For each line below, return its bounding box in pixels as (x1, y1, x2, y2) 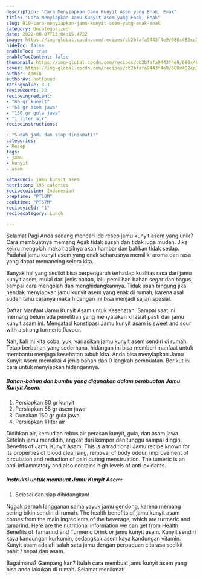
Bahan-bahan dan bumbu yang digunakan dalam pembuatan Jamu (6, 377, 181, 384)
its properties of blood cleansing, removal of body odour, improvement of (6, 449, 189, 457)
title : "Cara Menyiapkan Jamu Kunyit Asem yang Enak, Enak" (6, 14, 161, 21)
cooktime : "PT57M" (6, 199, 53, 205)
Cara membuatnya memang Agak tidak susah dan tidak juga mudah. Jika (6, 239, 188, 246)
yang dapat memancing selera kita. (6, 258, 94, 265)
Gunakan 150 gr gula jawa (14, 412, 80, 419)
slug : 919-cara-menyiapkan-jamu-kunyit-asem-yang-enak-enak (6, 20, 161, 26)
